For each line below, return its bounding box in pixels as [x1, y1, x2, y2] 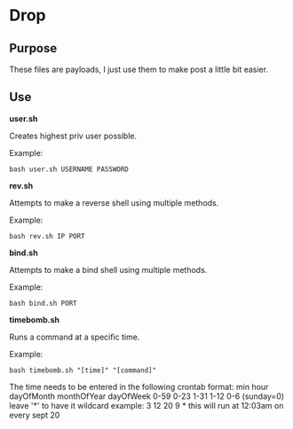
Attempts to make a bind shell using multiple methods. [9, 264, 208, 275]
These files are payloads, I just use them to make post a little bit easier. [9, 64, 269, 74]
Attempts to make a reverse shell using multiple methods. [9, 197, 219, 208]
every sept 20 [9, 409, 60, 420]
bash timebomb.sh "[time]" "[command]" [9, 365, 157, 375]
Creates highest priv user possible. [9, 130, 138, 141]
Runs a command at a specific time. [9, 331, 140, 342]
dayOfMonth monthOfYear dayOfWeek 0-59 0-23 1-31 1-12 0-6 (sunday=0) [9, 391, 285, 402]
